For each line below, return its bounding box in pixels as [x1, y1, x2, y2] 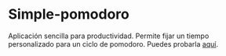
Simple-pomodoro [8, 5, 129, 23]
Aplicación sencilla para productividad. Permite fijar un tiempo [8, 31, 210, 40]
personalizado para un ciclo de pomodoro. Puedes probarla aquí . [8, 39, 218, 48]
